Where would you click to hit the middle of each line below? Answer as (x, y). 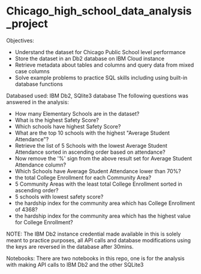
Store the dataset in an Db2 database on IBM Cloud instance (90, 58)
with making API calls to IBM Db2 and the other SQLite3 (75, 264)
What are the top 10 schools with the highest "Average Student (92, 133)
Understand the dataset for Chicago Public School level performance (100, 52)
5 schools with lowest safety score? (59, 196)
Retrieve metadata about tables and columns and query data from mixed (104, 65)
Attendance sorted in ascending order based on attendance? (90, 152)
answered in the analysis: (37, 102)
